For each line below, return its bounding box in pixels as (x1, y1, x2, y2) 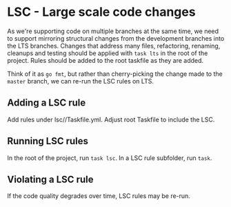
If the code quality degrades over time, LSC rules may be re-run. (7, 192, 191, 200)
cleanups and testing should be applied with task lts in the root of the (7, 49, 208, 57)
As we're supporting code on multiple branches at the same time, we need (7, 27, 219, 35)
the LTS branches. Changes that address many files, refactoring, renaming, (7, 41, 221, 50)
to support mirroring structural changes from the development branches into (7, 34, 225, 42)
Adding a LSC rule (7, 97, 86, 109)
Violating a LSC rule (7, 173, 94, 185)
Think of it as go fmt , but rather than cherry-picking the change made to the (7, 70, 223, 78)
